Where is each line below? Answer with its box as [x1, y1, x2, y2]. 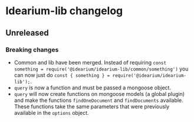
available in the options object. [14, 109, 89, 116]
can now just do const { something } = [14, 71, 110, 78]
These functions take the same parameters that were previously [14, 102, 170, 110]
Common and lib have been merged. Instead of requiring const [14, 59, 166, 66]
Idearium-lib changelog [5, 4, 123, 18]
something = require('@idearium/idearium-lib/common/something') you [14, 65, 189, 72]
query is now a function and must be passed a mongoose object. [14, 84, 172, 91]
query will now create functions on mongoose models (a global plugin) [14, 90, 185, 97]
